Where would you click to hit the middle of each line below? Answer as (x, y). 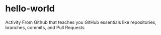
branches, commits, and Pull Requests (45, 27)
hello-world (30, 9)
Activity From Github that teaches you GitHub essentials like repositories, (81, 22)
